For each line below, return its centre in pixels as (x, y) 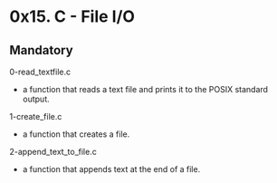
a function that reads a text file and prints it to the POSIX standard (145, 89)
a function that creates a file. (76, 134)
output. (36, 99)
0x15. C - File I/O (72, 17)
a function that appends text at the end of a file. (111, 169)
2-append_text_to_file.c (53, 152)
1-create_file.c (36, 116)
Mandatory (42, 50)
